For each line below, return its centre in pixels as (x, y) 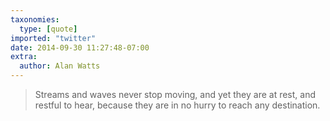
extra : (24, 57)
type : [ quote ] (48, 29)
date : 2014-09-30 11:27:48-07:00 (80, 47)
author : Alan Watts (60, 66)
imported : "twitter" (53, 38)
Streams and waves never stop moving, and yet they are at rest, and (175, 94)
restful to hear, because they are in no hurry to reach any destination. (177, 105)
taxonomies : (35, 19)
